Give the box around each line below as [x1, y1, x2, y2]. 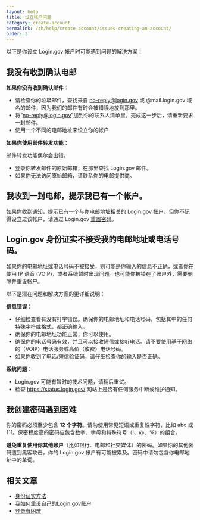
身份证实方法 [14, 493, 46, 500]
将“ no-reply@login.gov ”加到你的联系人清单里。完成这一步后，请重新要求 [14, 111, 193, 119]
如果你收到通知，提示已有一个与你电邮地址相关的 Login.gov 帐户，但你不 [6, 208, 185, 215]
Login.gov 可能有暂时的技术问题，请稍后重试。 [14, 378, 130, 385]
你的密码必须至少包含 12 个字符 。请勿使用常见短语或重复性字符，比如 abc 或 [6, 421, 193, 429]
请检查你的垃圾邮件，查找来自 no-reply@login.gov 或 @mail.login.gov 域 [14, 96, 192, 104]
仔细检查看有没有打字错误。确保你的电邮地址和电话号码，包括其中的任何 [14, 315, 192, 322]
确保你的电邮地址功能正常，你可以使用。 [14, 330, 114, 337]
